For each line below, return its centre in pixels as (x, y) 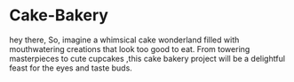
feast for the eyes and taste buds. (71, 68)
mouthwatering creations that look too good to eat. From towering (130, 48)
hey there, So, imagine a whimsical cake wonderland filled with (124, 40)
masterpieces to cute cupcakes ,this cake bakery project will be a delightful (147, 58)
